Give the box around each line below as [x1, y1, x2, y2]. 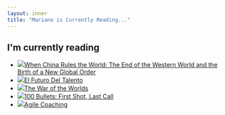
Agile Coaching [23, 101, 68, 109]
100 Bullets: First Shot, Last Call [23, 92, 114, 101]
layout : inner [7, 10, 48, 17]
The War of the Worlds [23, 84, 89, 92]
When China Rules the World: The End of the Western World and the [23, 61, 218, 69]
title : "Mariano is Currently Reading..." [7, 16, 131, 23]
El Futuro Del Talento [23, 76, 83, 84]
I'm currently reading [7, 42, 100, 53]
